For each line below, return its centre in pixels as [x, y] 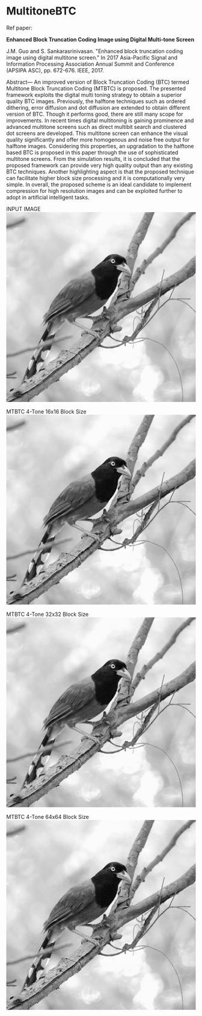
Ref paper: [19, 28]
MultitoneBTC [41, 11]
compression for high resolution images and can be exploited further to [94, 190]
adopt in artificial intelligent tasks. [48, 197]
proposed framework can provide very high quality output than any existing [100, 165]
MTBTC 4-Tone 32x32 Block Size [47, 614]
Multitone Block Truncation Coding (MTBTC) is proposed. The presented [96, 88]
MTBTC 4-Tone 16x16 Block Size [46, 412]
